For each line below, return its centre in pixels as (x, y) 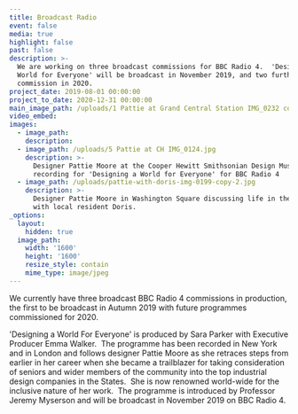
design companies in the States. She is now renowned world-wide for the (144, 381)
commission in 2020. (55, 83)
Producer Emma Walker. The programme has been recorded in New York (143, 343)
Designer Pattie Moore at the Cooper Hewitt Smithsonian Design (154, 166)
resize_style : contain (67, 265)
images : (24, 125)
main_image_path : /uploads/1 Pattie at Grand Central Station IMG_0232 (144, 108)
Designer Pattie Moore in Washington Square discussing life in (154, 199)
